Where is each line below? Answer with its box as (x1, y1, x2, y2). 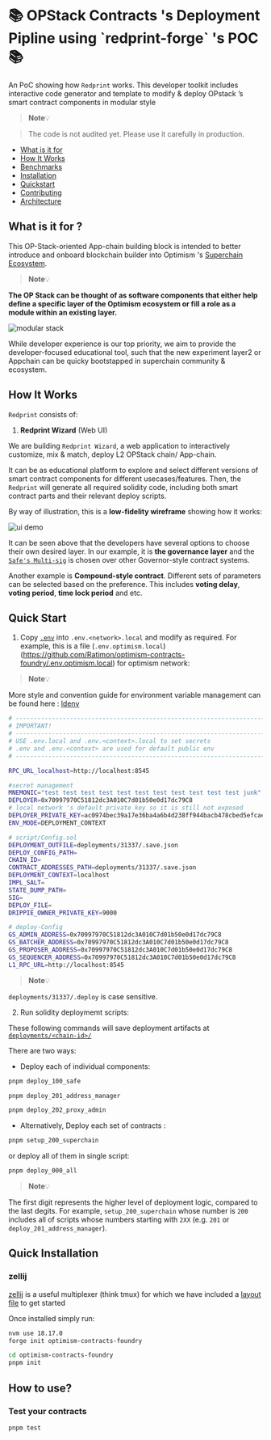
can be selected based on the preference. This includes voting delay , (8, 579, 240, 589)
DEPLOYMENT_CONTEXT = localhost (8, 871, 110, 880)
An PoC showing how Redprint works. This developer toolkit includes (8, 80, 239, 90)
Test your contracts (8, 1405, 87, 1417)
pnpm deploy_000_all (8, 1167, 78, 1175)
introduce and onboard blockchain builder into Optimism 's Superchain (8, 250, 244, 260)
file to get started (8, 1298, 66, 1307)
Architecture (19, 196, 62, 206)
